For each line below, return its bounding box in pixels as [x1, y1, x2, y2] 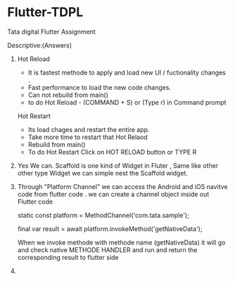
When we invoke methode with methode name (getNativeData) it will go [17, 238, 226, 247]
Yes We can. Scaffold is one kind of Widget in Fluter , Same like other [17, 161, 219, 169]
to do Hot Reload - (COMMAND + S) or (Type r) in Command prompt [27, 98, 227, 106]
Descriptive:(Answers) [7, 41, 72, 49]
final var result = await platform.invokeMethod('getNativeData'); [17, 224, 203, 233]
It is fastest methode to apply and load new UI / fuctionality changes [27, 68, 227, 77]
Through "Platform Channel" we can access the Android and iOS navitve [17, 182, 228, 190]
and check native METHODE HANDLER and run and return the [17, 245, 198, 254]
